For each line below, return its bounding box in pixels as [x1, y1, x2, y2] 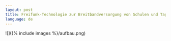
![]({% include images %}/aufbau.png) [5, 30, 86, 36]
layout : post [5, 7, 33, 12]
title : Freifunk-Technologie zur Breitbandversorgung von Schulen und [5, 12, 158, 17]
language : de [5, 16, 33, 21]
